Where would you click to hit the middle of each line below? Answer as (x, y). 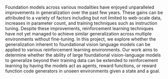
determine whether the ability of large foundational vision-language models (83, 55)
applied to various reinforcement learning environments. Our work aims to (81, 50)
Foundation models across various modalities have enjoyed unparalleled (80, 7)
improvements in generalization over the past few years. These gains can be (84, 12)
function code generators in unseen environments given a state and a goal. (83, 71)
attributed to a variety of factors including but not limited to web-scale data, (83, 18)
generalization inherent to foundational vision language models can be (78, 44)
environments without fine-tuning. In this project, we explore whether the (81, 39)
